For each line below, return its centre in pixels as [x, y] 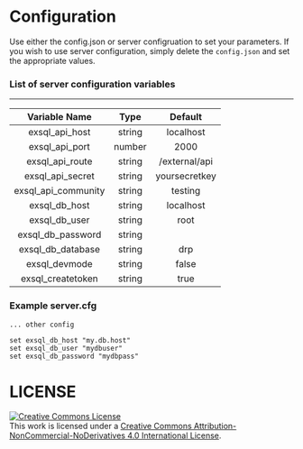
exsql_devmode [59, 264]
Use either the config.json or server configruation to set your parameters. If [149, 41]
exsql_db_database [60, 250]
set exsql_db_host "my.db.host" [70, 340]
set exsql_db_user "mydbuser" [66, 348]
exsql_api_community [60, 191]
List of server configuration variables [92, 84]
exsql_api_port [59, 147]
